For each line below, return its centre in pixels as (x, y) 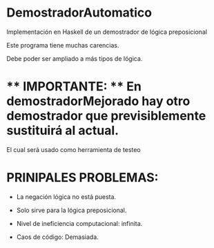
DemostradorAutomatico (79, 13)
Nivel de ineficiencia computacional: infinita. (79, 223)
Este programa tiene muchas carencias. (63, 45)
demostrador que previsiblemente (106, 116)
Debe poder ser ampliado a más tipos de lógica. (75, 58)
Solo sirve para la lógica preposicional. (71, 210)
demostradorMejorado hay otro (98, 101)
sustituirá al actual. (62, 131)
